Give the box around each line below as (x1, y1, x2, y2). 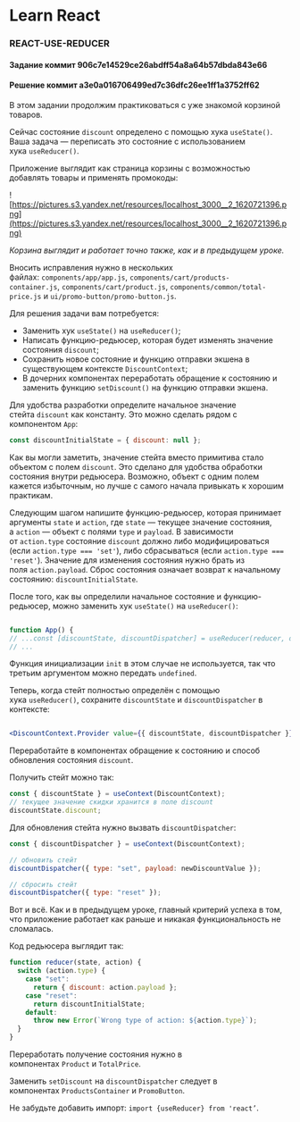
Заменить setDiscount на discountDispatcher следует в (9, 1076, 218, 1086)
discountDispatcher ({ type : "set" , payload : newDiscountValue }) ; (9, 864, 262, 873)
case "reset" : (25, 991, 78, 1001)
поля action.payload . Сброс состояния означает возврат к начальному (9, 564, 281, 574)
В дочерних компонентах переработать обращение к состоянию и (21, 373, 278, 383)
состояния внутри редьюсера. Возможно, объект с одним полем (9, 471, 260, 481)
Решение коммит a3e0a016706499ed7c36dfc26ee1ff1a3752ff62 (9, 80, 261, 90)
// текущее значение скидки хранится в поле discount (9, 798, 214, 807)
